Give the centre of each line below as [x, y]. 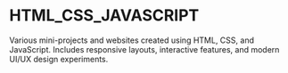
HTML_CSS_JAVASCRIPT [104, 16]
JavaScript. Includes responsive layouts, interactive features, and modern [144, 49]
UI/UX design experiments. [59, 59]
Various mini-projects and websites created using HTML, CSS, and [132, 40]
